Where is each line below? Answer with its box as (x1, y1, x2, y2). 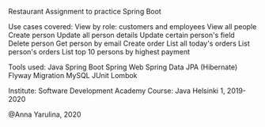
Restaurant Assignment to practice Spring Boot (8, 7, 162, 16)
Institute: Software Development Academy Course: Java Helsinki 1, (8, 86, 225, 95)
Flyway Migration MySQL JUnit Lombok (8, 71, 138, 80)
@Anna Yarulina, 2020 (8, 110, 81, 119)
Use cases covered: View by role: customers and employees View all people (8, 22, 257, 31)
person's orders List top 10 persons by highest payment (8, 47, 190, 56)
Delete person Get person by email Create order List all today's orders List (8, 39, 251, 48)
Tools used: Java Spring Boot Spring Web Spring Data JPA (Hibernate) (8, 62, 238, 72)
